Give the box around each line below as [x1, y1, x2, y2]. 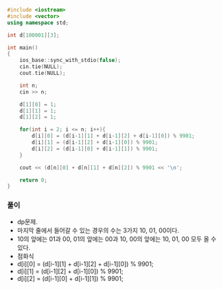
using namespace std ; [7, 19, 69, 26]
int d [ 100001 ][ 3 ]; [7, 32, 60, 39]
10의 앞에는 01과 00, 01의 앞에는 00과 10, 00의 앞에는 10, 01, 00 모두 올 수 [16, 235, 217, 243]
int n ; [19, 82, 38, 89]
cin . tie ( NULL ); [19, 63, 63, 70]
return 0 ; [19, 176, 48, 184]
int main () [7, 44, 38, 51]
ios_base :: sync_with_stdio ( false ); [19, 57, 121, 64]
